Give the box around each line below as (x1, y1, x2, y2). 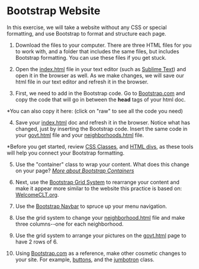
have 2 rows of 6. (15, 238, 58, 245)
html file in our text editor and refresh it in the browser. (15, 78, 149, 85)
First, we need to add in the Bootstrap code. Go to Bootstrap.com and (15, 89, 185, 97)
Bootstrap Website (7, 4, 101, 18)
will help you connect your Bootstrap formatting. (7, 149, 125, 156)
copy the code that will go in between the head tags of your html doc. (15, 96, 186, 103)
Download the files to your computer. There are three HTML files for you (15, 41, 192, 49)
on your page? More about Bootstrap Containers (15, 167, 134, 174)
